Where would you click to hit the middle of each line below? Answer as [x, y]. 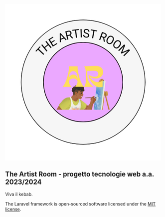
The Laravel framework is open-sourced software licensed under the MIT [81, 203]
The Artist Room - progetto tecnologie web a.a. [80, 174]
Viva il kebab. [19, 194]
